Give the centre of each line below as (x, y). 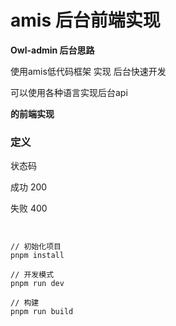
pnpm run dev (37, 284)
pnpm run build (42, 312)
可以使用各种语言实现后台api (69, 92)
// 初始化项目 (36, 247)
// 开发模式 (32, 275)
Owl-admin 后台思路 (52, 50)
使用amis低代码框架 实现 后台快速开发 (88, 71)
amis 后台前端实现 (85, 20)
